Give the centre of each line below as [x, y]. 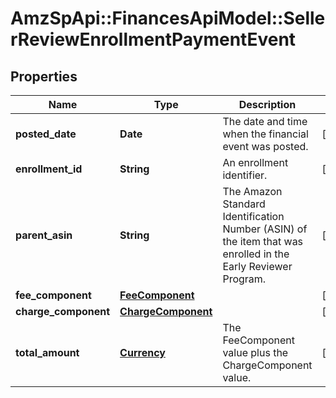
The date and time [265, 121]
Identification [253, 216]
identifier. [245, 175]
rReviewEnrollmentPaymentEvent [153, 39]
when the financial [265, 134]
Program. [244, 279]
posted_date [46, 134]
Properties [44, 76]
